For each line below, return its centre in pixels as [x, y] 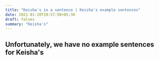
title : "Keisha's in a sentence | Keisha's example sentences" [73, 10]
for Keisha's [25, 52]
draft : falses [20, 19]
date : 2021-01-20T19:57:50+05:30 [40, 15]
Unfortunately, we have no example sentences [80, 44]
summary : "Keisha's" [27, 24]
